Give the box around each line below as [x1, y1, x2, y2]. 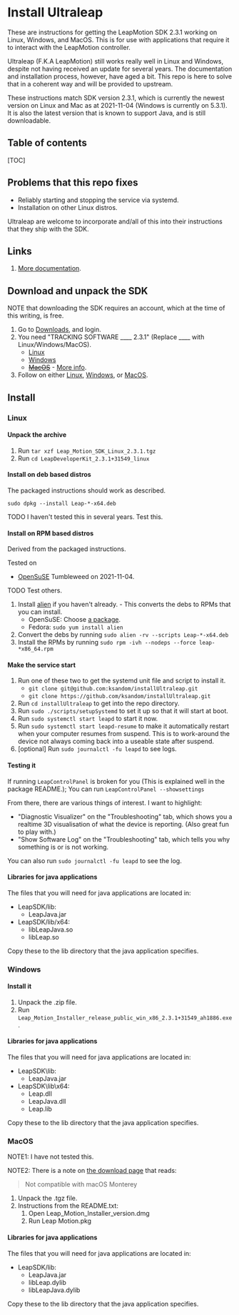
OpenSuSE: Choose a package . [28, 615, 121, 624]
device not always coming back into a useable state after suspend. [17, 737, 215, 746]
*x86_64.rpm [17, 645, 54, 653]
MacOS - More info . [28, 363, 87, 372]
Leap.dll [28, 1089, 52, 1098]
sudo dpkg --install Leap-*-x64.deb [7, 500, 116, 507]
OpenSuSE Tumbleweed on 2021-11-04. [17, 573, 135, 581]
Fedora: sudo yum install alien [28, 623, 123, 632]
